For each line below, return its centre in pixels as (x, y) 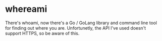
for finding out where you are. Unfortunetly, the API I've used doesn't (76, 28)
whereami (26, 9)
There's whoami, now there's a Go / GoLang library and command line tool (81, 23)
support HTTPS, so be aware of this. (42, 33)
